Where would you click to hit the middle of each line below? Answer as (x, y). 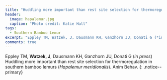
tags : (11, 28)
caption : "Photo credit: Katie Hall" (49, 24)
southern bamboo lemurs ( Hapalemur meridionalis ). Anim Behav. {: (74, 67)
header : (13, 14)
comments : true (21, 42)
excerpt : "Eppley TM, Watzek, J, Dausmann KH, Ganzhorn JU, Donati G (79, 38)
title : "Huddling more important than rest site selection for (72, 10)
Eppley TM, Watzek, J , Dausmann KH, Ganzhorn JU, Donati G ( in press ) (79, 56)
